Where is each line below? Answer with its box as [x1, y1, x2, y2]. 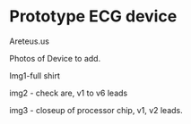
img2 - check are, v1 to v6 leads [9, 87, 128, 98]
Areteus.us [9, 36, 49, 46]
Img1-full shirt [9, 70, 61, 81]
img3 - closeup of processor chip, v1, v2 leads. [9, 104, 184, 115]
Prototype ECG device [9, 6, 178, 27]
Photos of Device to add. [9, 53, 101, 63]
